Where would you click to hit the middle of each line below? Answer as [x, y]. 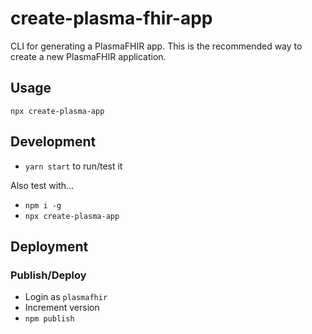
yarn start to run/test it [73, 166]
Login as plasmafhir [66, 297]
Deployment [49, 246]
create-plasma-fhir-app [111, 18]
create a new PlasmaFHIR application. [88, 56]
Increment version [62, 308]
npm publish [49, 319]
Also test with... [42, 185]
